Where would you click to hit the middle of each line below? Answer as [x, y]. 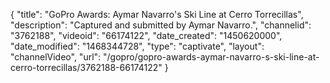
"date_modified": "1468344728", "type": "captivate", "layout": [137, 46]
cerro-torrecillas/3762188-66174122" [86, 67]
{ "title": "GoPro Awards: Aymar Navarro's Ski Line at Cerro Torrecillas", [157, 14]
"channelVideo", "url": [56, 57]
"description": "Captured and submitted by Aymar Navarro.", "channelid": [161, 25]
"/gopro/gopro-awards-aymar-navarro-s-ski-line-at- [211, 57]
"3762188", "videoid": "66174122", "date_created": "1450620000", [146, 35]
